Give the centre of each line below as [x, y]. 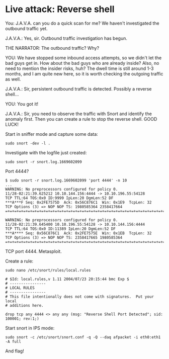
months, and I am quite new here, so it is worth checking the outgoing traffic [84, 73]
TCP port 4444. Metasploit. [33, 251]
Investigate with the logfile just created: [46, 152]
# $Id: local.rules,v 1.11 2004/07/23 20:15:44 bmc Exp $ [67, 279]
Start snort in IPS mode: [30, 328]
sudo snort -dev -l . [28, 143]
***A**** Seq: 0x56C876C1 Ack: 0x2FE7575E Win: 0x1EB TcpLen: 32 [78, 233]
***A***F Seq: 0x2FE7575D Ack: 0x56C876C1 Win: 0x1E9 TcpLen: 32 [78, 202]
